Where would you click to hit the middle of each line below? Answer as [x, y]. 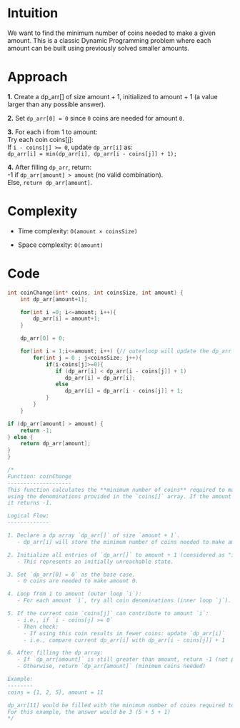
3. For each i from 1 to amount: [52, 132]
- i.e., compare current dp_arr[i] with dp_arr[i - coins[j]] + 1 [124, 640]
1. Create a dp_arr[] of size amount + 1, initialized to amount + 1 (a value [112, 96]
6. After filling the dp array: [55, 653]
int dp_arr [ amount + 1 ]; [54, 299]
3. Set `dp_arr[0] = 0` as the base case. [71, 575]
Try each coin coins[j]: [40, 139]
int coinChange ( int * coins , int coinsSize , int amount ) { [95, 293]
